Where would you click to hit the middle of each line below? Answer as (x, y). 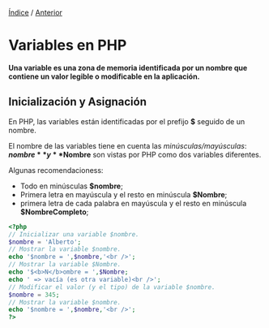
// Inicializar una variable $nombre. (74, 234)
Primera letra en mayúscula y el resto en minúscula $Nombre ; (124, 194)
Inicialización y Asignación (78, 102)
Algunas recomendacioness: (56, 170)
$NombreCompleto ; (54, 212)
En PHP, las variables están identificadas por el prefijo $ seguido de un (127, 121)
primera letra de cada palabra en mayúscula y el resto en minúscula (133, 203)
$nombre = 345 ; (34, 295)
